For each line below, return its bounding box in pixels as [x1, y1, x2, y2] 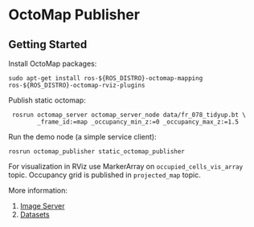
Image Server [19, 201, 66, 210]
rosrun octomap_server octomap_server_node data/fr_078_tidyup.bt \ [11, 111, 247, 119]
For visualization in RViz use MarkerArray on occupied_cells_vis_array [8, 162, 244, 171]
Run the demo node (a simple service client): [8, 132, 157, 141]
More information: [8, 186, 68, 195]
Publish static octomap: [8, 95, 86, 105]
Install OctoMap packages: [8, 59, 97, 68]
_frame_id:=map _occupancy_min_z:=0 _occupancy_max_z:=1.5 [37, 118, 240, 126]
